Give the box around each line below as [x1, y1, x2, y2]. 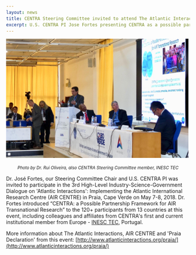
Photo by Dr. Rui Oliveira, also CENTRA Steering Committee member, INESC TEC [17, 165, 179, 171]
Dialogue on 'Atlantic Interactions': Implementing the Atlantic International [6, 188, 183, 195]
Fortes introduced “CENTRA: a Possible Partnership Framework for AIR [6, 200, 176, 207]
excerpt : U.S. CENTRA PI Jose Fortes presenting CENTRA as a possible [6, 22, 181, 27]
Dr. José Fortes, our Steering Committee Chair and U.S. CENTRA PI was [6, 175, 178, 182]
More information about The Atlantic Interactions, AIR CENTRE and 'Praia [6, 230, 181, 237]
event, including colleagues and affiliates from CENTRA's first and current [6, 212, 183, 219]
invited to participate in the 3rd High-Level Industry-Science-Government [6, 181, 183, 188]
